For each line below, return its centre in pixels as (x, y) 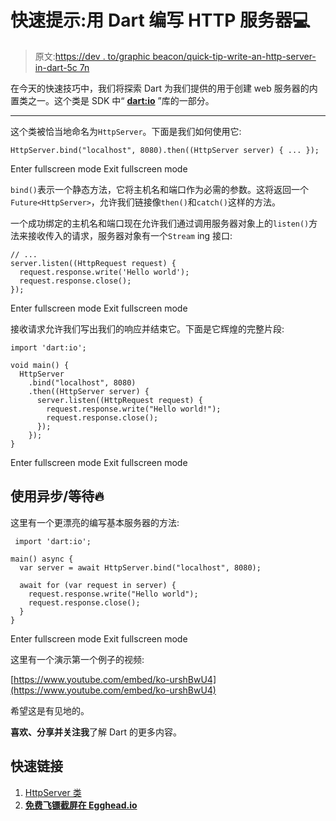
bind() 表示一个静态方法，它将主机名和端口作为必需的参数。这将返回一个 (159, 189)
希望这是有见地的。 (50, 710)
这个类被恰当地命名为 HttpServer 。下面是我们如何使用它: (126, 131)
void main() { (40, 365)
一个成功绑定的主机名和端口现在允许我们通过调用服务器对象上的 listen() (160, 223)
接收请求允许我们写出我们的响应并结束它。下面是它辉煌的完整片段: (147, 328)
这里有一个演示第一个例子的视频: (77, 659)
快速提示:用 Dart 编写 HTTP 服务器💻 (160, 20)
